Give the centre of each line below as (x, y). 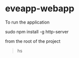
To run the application (27, 22)
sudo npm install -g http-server (37, 31)
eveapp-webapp (40, 9)
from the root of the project (33, 41)
